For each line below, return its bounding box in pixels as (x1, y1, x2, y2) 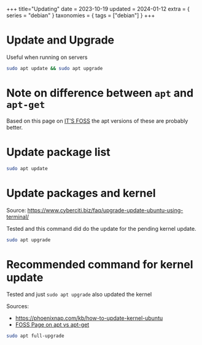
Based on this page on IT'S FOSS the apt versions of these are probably (6, 117, 188, 125)
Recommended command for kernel (6, 257, 193, 271)
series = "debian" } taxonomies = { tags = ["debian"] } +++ (6, 12, 155, 19)
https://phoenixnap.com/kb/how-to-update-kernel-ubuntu (15, 314, 163, 322)
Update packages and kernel (6, 186, 156, 200)
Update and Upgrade (6, 33, 115, 47)
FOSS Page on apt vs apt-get (15, 321, 90, 328)
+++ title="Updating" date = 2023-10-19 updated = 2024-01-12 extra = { (6, 6, 190, 12)
